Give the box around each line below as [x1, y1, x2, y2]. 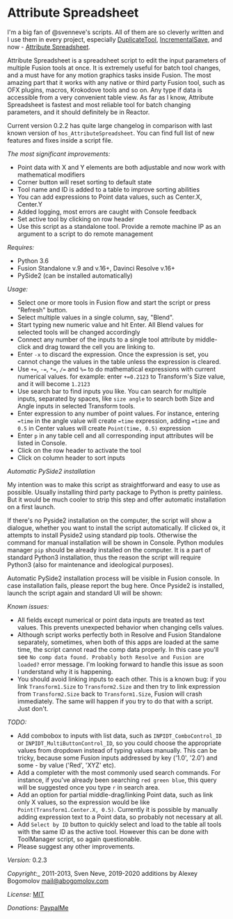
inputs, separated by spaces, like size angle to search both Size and [17, 394, 214, 403]
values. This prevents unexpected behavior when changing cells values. [17, 623, 224, 631]
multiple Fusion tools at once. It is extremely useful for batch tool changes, [7, 63, 221, 72]
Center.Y [17, 200, 43, 208]
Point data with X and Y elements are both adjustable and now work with [17, 163, 226, 171]
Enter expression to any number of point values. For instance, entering [17, 409, 220, 417]
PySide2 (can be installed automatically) [17, 271, 133, 280]
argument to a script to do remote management [17, 230, 153, 238]
